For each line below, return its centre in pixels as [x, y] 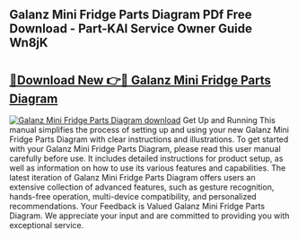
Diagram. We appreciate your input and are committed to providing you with [149, 216]
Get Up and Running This [229, 120]
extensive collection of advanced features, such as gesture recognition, [142, 187]
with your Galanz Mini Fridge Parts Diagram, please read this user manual [145, 149]
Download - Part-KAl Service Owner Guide [131, 29]
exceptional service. [47, 225]
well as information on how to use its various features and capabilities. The [148, 168]
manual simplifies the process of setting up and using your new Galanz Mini [149, 130]
